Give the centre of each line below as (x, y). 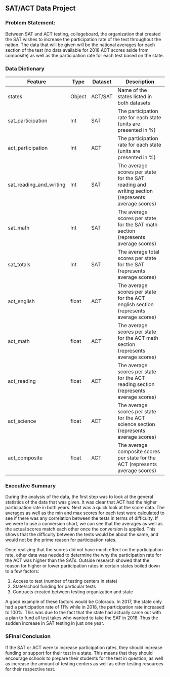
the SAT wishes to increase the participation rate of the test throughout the (83, 39)
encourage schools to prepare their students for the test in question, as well (84, 658)
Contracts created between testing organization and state (73, 592)
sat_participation (28, 120)
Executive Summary (31, 485)
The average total (138, 252)
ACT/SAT (102, 96)
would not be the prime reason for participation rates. (61, 540)
